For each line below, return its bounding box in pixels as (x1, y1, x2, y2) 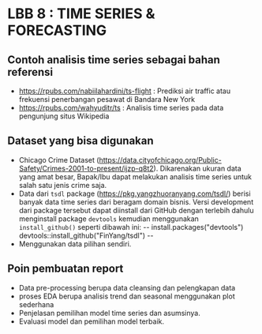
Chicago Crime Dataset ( (18, 155, 99, 164)
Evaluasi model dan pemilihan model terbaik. (18, 317, 165, 326)
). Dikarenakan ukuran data (153, 163, 241, 173)
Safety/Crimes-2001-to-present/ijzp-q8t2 (18, 163, 155, 173)
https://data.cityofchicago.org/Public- (99, 155, 222, 164)
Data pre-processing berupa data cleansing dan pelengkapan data (18, 283, 236, 292)
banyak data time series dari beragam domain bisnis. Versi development (18, 197, 254, 206)
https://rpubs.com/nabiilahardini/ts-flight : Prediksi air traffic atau (18, 86, 231, 96)
